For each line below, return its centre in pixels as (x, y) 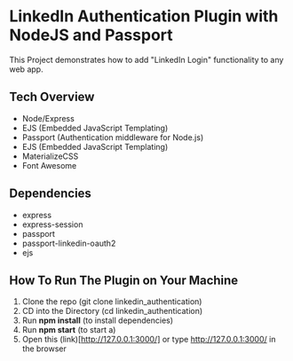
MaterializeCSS (50, 156)
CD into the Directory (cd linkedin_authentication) (112, 311)
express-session (52, 224)
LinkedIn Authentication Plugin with (144, 16)
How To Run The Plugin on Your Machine (124, 280)
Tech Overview (52, 97)
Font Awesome (49, 165)
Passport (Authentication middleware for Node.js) (113, 137)
